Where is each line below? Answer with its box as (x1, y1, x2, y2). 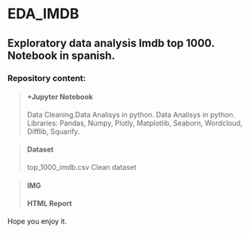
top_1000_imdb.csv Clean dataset (26, 162, 137, 171)
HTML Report (26, 199, 72, 209)
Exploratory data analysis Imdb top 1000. (7, 36, 215, 50)
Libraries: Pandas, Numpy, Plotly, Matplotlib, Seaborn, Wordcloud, (26, 118, 243, 128)
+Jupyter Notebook (26, 92, 93, 102)
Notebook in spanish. (7, 48, 116, 62)
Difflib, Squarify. (26, 126, 80, 136)
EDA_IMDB (7, 5, 79, 23)
